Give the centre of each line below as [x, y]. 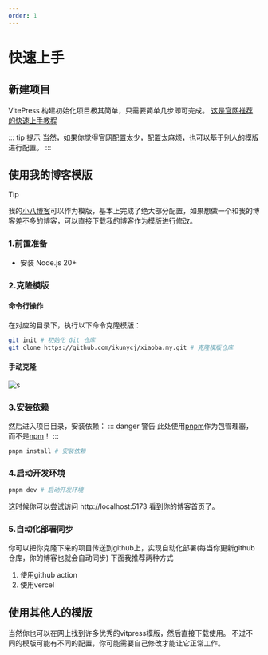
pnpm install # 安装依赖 [47, 451]
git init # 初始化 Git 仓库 [52, 340]
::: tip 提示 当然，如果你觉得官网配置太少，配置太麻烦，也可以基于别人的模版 [134, 137]
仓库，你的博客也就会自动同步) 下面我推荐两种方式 [91, 558]
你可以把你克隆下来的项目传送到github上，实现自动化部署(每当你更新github [132, 548]
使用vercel [37, 585]
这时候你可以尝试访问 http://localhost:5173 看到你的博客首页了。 [114, 506]
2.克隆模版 [29, 285]
